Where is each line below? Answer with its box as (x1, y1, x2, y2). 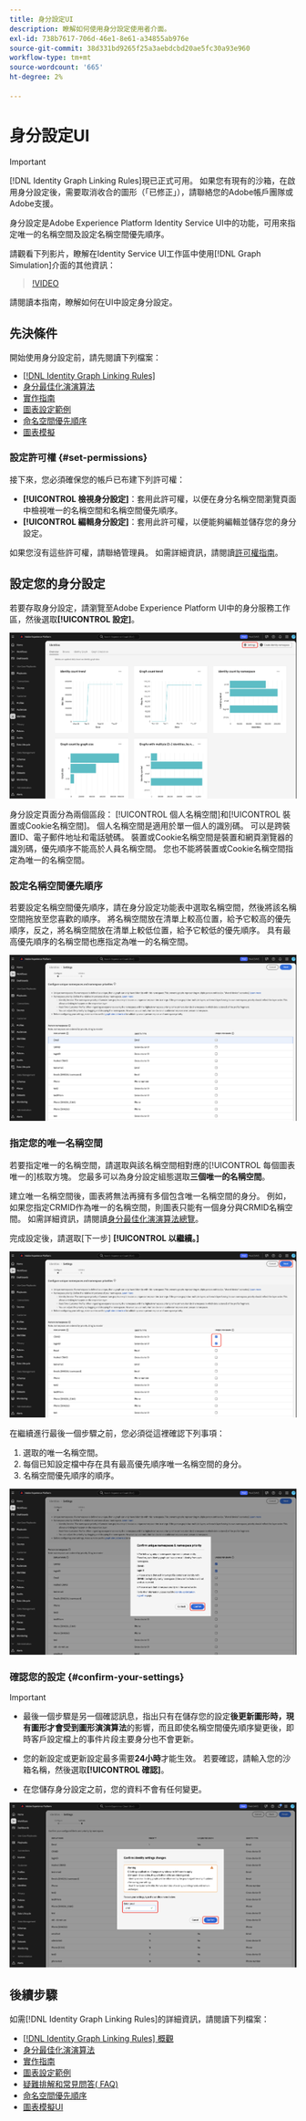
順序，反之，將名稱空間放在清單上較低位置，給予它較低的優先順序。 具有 (9, 925, 283, 935)
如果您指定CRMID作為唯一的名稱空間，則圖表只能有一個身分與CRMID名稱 (9, 1201, 285, 1213)
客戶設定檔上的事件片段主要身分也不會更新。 (30, 1734, 199, 1745)
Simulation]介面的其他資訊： (9, 259, 116, 270)
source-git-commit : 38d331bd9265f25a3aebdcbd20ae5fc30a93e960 (9, 44, 250, 53)
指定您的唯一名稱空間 (9, 1137, 103, 1150)
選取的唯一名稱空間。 (22, 1447, 103, 1458)
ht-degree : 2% (9, 73, 64, 82)
